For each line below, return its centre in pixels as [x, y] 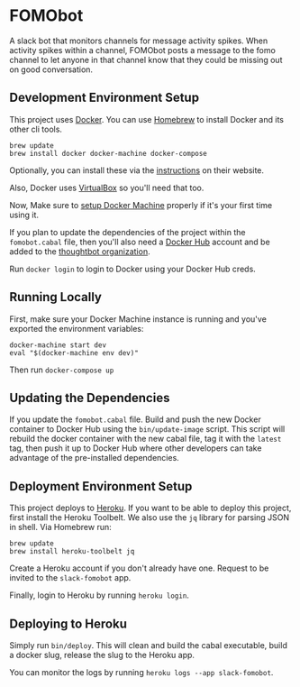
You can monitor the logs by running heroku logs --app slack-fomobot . [141, 672]
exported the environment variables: [77, 328]
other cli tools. [36, 129]
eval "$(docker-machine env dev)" [74, 353]
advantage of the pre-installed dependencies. [95, 458]
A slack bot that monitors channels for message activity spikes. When [139, 41]
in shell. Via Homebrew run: [61, 527]
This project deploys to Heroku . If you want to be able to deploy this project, [150, 508]
